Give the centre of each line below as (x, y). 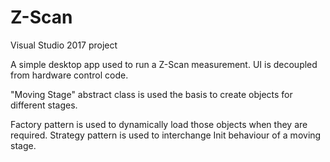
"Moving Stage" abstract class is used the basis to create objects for (151, 94)
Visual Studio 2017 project (64, 45)
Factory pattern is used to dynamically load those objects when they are (159, 124)
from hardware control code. (69, 75)
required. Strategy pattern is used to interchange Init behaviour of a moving (166, 135)
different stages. (44, 105)
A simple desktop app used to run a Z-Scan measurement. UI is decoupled (164, 64)
